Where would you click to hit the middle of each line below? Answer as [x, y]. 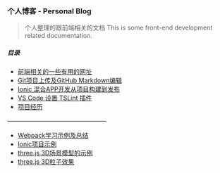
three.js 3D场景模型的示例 [55, 153]
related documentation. [59, 36]
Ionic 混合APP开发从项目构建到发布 [69, 89]
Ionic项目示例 [37, 144]
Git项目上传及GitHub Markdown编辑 [69, 81]
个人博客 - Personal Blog [49, 11]
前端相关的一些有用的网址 [55, 72]
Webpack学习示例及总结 [53, 136]
